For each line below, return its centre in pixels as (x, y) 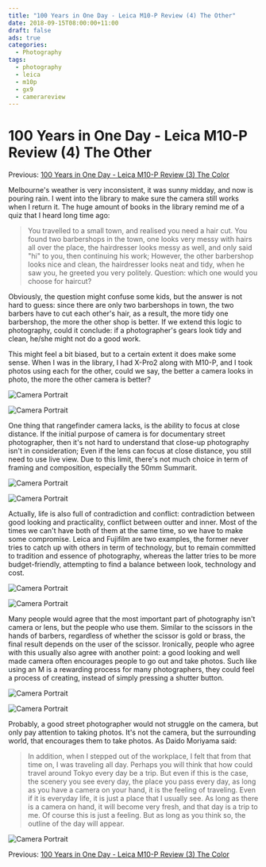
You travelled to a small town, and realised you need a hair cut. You (137, 231)
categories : (28, 45)
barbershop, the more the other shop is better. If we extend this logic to (125, 322)
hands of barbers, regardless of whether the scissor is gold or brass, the (127, 636)
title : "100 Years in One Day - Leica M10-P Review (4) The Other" (122, 15)
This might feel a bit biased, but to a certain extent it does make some (122, 355)
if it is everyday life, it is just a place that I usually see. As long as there (143, 799)
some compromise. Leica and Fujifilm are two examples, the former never (128, 539)
